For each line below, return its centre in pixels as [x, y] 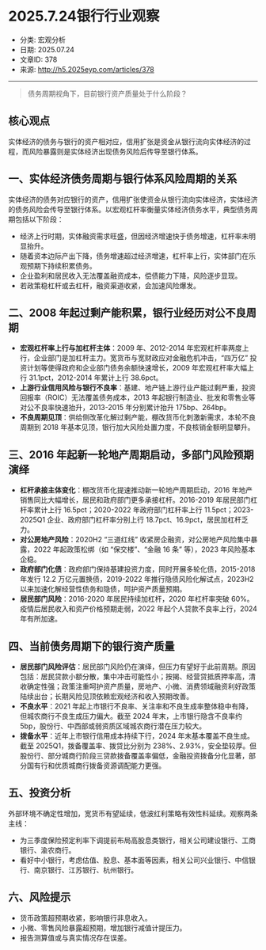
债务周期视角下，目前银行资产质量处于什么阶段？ [107, 93]
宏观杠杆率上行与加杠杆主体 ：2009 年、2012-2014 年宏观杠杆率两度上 [134, 348]
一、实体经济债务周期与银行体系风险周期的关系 [123, 179]
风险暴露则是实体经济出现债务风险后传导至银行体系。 [116, 151]
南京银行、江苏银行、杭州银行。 [86, 870]
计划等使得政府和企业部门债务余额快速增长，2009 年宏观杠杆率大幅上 [141, 368]
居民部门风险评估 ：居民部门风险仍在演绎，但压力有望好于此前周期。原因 [137, 667]
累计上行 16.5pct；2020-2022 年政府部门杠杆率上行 [118, 510]
